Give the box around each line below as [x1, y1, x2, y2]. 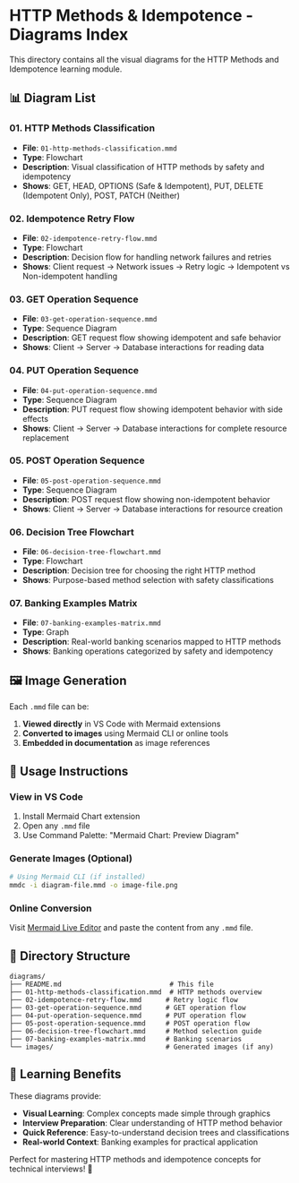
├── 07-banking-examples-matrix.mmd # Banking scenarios [9, 1035, 243, 1044]
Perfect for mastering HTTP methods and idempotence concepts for [9, 1153, 261, 1164]
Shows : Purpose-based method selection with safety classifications [21, 575, 275, 586]
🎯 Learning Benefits [9, 1067, 122, 1082]
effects [21, 413, 49, 424]
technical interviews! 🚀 [9, 1163, 93, 1174]
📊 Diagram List [9, 90, 96, 106]
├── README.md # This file [9, 980, 215, 990]
